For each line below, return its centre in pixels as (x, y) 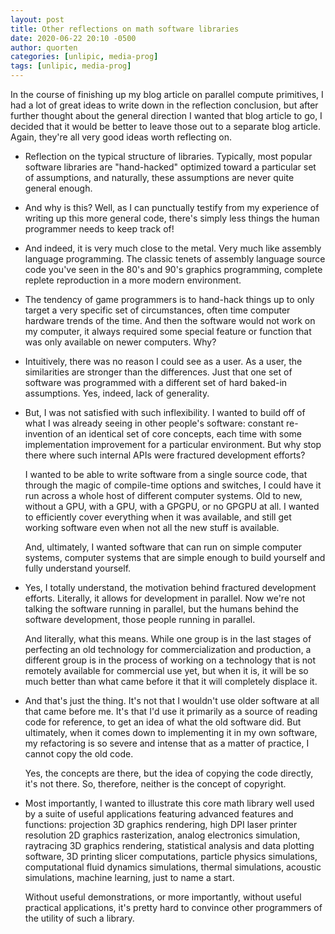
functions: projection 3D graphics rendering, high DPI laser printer (161, 824)
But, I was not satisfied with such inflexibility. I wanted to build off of (165, 412)
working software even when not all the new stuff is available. (152, 527)
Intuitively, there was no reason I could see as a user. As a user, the (163, 361)
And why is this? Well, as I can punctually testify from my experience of (172, 207)
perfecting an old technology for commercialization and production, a (168, 649)
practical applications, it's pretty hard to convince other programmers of (173, 907)
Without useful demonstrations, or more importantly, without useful (163, 897)
